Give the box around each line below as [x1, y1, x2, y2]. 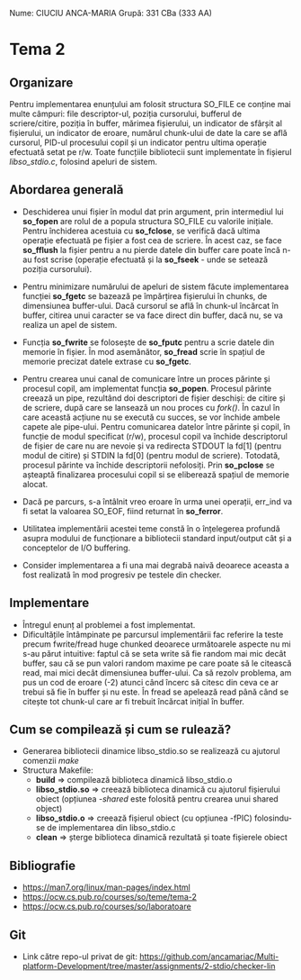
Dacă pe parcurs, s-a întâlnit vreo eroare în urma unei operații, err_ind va [22, 495, 293, 507]
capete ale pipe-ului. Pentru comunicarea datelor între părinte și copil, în [22, 421, 290, 431]
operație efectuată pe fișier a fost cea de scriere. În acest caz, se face [22, 234, 283, 246]
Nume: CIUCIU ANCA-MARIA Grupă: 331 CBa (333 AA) [9, 8, 213, 18]
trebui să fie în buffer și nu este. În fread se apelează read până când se [22, 686, 289, 697]
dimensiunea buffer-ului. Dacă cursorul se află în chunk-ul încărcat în [22, 300, 279, 311]
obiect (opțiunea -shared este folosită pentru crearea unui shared [35, 794, 279, 804]
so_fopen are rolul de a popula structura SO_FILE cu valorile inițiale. [22, 215, 274, 226]
